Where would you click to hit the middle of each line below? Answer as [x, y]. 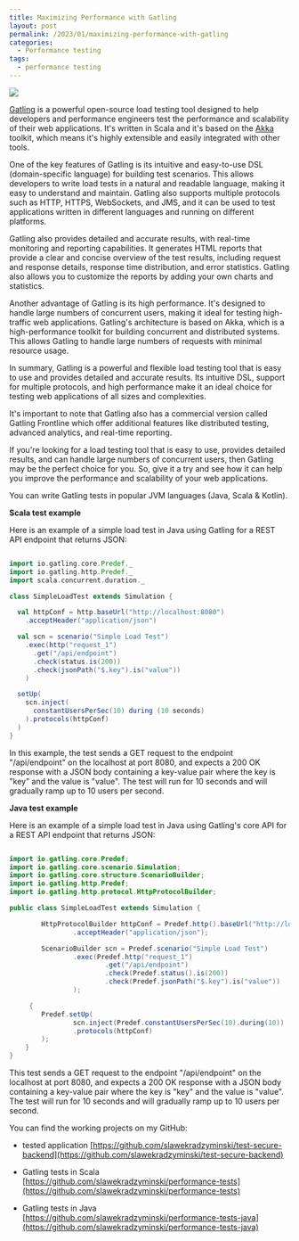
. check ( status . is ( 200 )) [77, 662]
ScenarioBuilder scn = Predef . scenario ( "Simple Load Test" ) [155, 949]
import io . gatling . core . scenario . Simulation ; [95, 867]
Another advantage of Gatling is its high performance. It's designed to [137, 303]
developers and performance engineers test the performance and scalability [149, 119]
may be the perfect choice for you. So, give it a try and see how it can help [146, 468]
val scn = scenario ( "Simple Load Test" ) [93, 637]
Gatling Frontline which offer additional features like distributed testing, [139, 423]
